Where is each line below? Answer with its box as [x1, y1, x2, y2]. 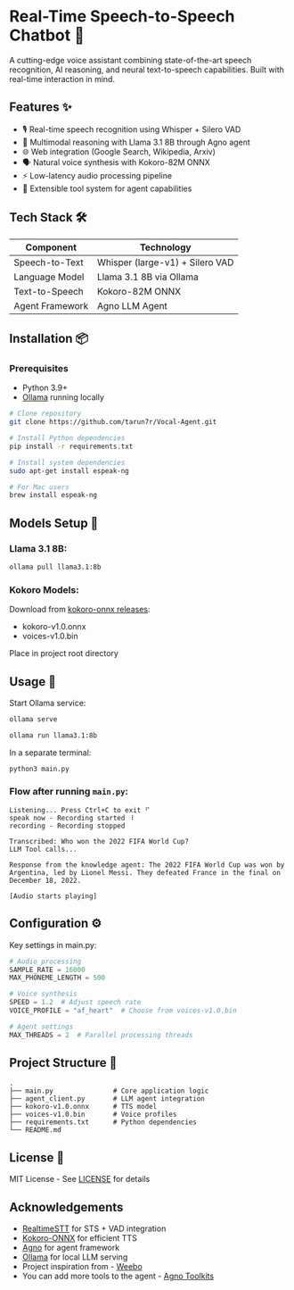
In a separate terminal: [9, 747, 92, 758]
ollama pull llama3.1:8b [9, 562, 102, 571]
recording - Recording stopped [9, 821, 126, 830]
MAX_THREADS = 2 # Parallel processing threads [9, 1030, 193, 1039]
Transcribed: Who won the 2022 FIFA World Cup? [9, 836, 190, 845]
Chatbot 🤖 [9, 25, 85, 46]
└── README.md [9, 1126, 62, 1135]
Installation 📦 [9, 330, 89, 345]
